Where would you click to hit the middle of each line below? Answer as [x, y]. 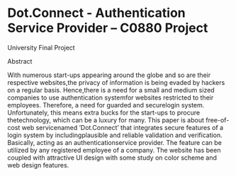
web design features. [38, 165]
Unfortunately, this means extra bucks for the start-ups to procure [104, 112]
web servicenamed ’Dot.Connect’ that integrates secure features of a [123, 127]
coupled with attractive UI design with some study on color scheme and [112, 158]
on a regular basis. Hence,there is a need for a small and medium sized [111, 90]
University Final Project [41, 47]
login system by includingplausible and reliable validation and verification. [115, 135]
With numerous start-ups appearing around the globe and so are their [109, 75]
